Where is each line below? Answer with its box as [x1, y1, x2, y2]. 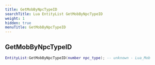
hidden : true [5, 20, 31, 26]
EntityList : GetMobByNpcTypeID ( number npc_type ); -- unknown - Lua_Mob [5, 55, 151, 60]
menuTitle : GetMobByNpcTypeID [5, 25, 66, 30]
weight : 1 [5, 16, 25, 21]
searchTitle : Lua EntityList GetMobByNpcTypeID [5, 12, 103, 16]
